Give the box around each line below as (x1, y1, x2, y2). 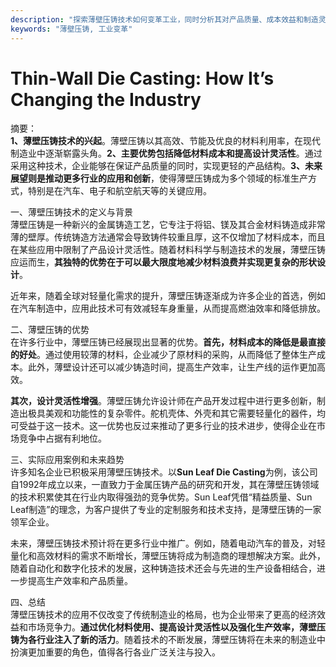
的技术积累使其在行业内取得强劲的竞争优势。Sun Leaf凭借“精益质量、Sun (10, 491, 313, 503)
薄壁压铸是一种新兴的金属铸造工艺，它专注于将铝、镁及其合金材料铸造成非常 (10, 219, 326, 231)
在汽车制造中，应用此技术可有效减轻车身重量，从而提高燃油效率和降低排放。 (10, 302, 326, 315)
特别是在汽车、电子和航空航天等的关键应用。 (27, 185, 212, 197)
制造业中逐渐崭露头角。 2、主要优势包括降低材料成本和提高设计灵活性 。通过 (10, 147, 323, 160)
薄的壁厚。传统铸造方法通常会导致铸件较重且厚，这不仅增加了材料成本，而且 (10, 231, 326, 243)
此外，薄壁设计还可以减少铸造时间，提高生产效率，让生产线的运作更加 (27, 361, 317, 373)
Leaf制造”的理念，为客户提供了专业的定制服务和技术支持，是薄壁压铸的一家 (10, 504, 322, 516)
